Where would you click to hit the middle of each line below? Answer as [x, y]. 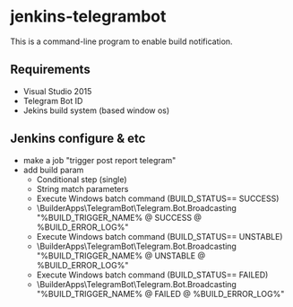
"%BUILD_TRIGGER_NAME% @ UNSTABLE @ [121, 255]
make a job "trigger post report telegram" [99, 160]
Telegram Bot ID [53, 101]
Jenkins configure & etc [78, 139]
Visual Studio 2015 [57, 91]
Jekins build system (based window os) [96, 110]
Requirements [50, 70]
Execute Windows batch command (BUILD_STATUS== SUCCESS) [158, 198]
